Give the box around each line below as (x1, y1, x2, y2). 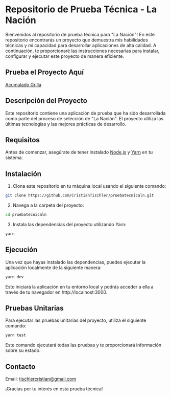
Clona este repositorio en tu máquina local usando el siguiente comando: (12, 183, 166, 189)
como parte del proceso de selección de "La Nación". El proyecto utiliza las (5, 115, 164, 121)
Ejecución (5, 246, 38, 254)
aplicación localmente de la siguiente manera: (5, 264, 102, 271)
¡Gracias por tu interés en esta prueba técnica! (5, 386, 103, 392)
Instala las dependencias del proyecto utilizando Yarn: (12, 221, 127, 227)
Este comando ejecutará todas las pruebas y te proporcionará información (5, 342, 162, 348)
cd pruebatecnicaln (5, 212, 47, 217)
